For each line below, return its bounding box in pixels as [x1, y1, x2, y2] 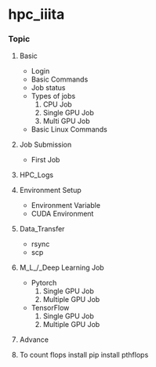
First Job [31, 155, 60, 165]
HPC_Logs [19, 170, 53, 180]
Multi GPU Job [42, 116, 90, 126]
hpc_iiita [8, 5, 65, 24]
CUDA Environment [31, 209, 94, 219]
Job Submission [19, 140, 72, 150]
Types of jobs [31, 92, 76, 101]
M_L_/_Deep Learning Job [19, 263, 104, 272]
